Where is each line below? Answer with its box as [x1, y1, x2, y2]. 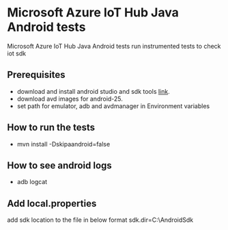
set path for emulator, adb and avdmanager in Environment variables [16, 101, 210, 110]
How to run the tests [7, 122, 96, 133]
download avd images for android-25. [16, 94, 123, 103]
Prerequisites [7, 69, 66, 81]
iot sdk [7, 49, 26, 57]
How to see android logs [7, 159, 113, 171]
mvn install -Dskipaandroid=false [16, 140, 111, 148]
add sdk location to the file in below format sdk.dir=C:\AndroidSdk [7, 216, 194, 224]
